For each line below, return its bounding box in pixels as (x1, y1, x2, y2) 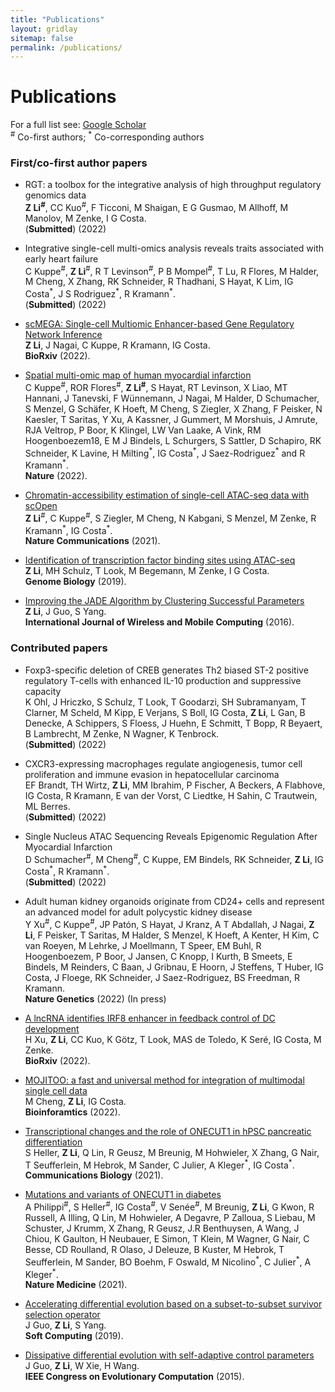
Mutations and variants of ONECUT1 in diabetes (24, 1189, 222, 1201)
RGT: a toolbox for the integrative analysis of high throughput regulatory (24, 179, 322, 191)
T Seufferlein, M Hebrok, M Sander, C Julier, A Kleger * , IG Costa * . (24, 1157, 295, 1171)
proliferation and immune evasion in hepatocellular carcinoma (24, 768, 280, 780)
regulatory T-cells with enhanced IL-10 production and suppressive (24, 674, 302, 686)
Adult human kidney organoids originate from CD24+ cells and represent (24, 896, 325, 907)
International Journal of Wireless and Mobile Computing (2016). (24, 616, 295, 628)
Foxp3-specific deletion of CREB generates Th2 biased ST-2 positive (24, 664, 309, 676)
